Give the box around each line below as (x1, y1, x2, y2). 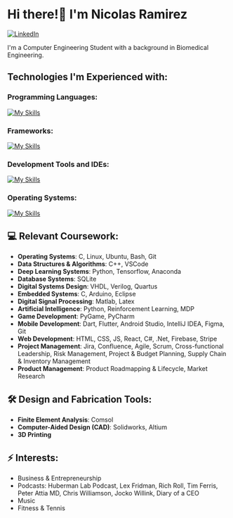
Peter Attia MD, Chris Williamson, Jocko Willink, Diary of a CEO (17, 488, 200, 497)
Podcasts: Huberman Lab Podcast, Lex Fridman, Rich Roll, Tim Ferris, (17, 481, 218, 490)
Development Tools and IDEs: (7, 159, 110, 169)
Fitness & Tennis (17, 503, 65, 512)
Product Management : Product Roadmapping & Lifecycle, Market (17, 365, 208, 373)
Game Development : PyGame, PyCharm (17, 312, 135, 321)
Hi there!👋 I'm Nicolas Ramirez (7, 6, 188, 23)
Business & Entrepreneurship (17, 474, 102, 482)
